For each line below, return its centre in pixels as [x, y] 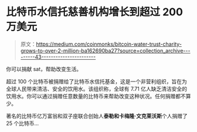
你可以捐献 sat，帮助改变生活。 [44, 69]
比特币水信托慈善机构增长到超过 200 [95, 12]
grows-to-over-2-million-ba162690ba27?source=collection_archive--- [105, 50]
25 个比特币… [23, 123]
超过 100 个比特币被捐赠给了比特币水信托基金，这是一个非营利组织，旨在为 [97, 81]
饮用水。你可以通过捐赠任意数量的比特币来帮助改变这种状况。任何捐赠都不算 [98, 96]
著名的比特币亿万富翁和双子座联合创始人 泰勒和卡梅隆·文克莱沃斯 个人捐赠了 [97, 116]
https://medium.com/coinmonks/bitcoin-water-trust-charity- [109, 44]
